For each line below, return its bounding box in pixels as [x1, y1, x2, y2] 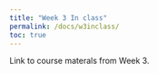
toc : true [9, 30, 47, 39]
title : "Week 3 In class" [9, 13, 107, 23]
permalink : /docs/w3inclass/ [9, 22, 120, 31]
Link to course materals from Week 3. [9, 56, 150, 67]
